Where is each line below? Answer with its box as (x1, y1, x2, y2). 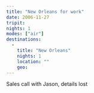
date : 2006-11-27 (6, 14, 50, 20)
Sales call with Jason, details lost (6, 80, 88, 88)
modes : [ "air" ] (6, 31, 44, 37)
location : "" (17, 58, 50, 64)
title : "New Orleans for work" (6, 8, 84, 15)
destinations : (6, 36, 42, 42)
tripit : (6, 20, 26, 26)
